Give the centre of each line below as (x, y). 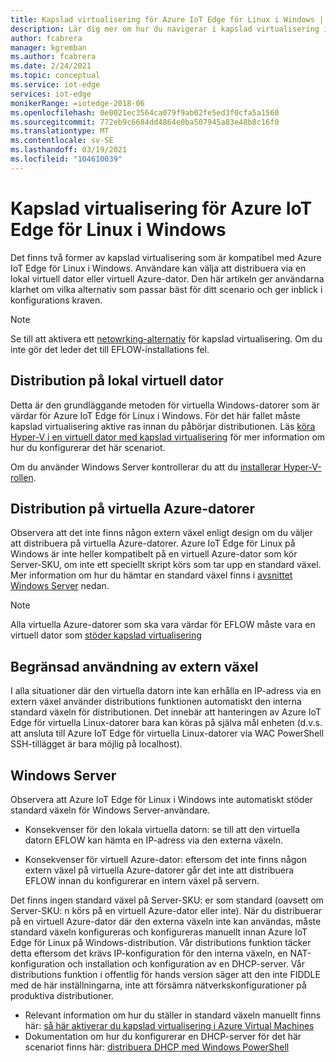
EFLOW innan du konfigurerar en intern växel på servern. (142, 880)
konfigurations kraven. (56, 300)
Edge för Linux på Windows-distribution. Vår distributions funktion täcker (161, 942)
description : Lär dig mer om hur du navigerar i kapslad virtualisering (165, 29)
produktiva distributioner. (62, 995)
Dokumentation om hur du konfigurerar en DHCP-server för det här (163, 1036)
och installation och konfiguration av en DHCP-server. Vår (186, 963)
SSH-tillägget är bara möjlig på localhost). (96, 744)
